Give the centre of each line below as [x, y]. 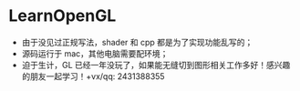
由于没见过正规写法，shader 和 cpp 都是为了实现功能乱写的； [137, 42]
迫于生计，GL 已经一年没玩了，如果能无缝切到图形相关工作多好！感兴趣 [156, 65]
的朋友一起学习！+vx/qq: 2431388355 [93, 76]
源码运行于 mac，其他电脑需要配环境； [95, 53]
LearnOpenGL [62, 16]
